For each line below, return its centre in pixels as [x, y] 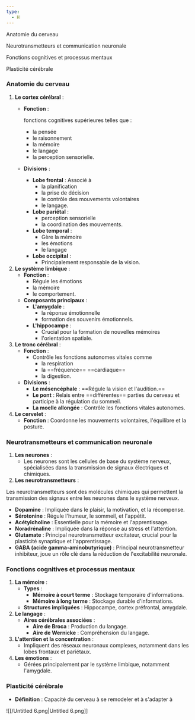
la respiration [57, 363]
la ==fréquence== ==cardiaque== [84, 370]
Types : [33, 588]
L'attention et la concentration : [54, 639]
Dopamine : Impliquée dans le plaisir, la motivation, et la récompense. [100, 510]
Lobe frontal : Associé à [62, 180]
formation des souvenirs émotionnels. [87, 319]
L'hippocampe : [52, 325]
